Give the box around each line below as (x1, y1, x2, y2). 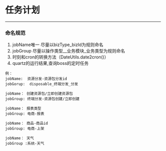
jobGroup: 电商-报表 (5, 111, 44, 116)
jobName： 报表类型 (5, 106, 41, 111)
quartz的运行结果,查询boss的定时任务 (12, 60, 89, 66)
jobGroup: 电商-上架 (5, 126, 44, 131)
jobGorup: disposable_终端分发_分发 (5, 82, 78, 87)
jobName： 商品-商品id (5, 121, 48, 126)
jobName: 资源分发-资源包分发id (5, 76, 68, 82)
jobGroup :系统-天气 (5, 141, 44, 146)
